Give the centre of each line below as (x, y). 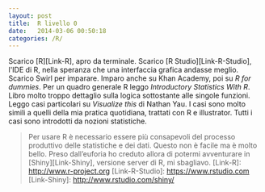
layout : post (30, 16)
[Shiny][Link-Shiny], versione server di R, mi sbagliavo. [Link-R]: (135, 163)
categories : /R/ (36, 38)
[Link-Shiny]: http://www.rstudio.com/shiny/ (101, 180)
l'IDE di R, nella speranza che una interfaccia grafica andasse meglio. (124, 70)
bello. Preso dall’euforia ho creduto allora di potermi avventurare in (139, 154)
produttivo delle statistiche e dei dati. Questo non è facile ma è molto (143, 145)
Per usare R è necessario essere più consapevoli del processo (132, 137)
